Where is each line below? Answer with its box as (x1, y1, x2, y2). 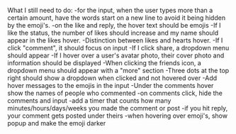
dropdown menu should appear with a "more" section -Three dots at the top (7, 67, 230, 74)
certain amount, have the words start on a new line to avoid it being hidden (7, 13, 225, 22)
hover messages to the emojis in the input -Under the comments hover (7, 82, 214, 89)
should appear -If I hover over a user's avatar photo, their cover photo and (7, 51, 225, 60)
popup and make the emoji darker (7, 119, 106, 127)
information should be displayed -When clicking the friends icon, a (7, 59, 202, 67)
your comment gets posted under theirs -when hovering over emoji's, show (7, 111, 228, 120)
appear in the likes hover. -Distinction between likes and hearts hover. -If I (7, 36, 223, 45)
